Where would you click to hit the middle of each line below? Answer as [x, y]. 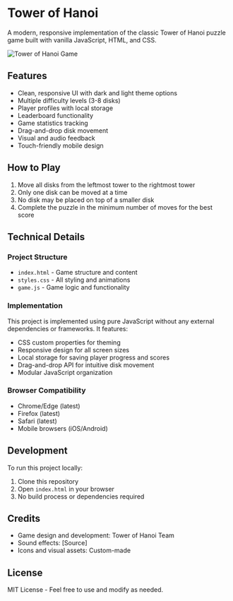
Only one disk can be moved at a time [72, 192]
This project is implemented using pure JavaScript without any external [111, 321]
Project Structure [37, 257]
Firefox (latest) [39, 413]
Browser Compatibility [47, 391]
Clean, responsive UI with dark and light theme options [97, 93]
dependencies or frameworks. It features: [68, 328]
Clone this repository [48, 481]
